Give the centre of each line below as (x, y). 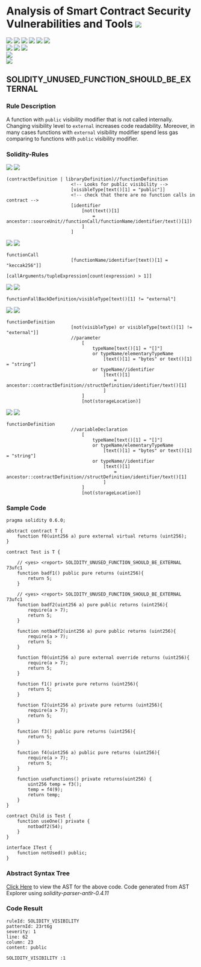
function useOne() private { (54, 822)
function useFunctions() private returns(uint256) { (85, 779)
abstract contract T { (35, 531)
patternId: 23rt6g (29, 926)
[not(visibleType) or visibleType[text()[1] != (131, 327)
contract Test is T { (33, 552)
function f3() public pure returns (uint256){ (76, 732)
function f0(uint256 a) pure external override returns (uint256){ (103, 658)
